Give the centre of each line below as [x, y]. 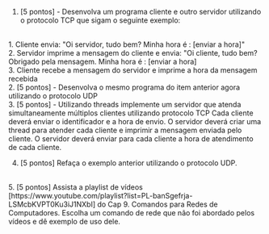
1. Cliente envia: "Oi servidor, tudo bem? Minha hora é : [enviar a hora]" [126, 44]
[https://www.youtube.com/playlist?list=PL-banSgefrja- [101, 196]
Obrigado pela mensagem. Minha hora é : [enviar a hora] [103, 61]
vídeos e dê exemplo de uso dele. [65, 221]
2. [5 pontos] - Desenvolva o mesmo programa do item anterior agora [124, 87]
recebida [23, 79]
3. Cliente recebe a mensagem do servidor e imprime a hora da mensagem [133, 70]
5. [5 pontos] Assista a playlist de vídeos [76, 187]
